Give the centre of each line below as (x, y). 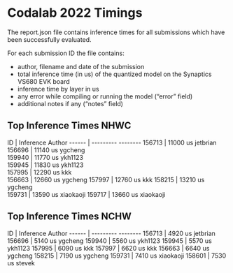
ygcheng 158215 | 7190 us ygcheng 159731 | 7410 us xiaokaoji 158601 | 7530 (117, 256)
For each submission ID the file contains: (66, 53)
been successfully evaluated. (50, 39)
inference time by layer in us (58, 89)
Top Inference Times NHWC (69, 126)
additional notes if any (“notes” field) (70, 103)
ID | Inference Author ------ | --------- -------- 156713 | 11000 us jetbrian (112, 142)
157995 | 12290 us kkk (40, 172)
